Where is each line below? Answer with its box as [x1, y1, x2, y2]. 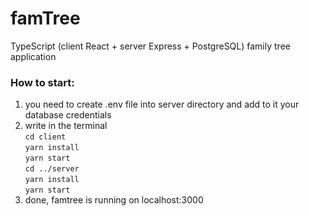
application [10, 50, 57, 62]
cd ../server [24, 164, 80, 174]
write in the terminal [24, 120, 108, 132]
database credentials [24, 109, 112, 121]
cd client [24, 132, 67, 142]
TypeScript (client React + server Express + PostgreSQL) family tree [10, 40, 291, 52]
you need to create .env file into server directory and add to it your [24, 98, 300, 111]
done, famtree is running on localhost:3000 [24, 194, 204, 206]
